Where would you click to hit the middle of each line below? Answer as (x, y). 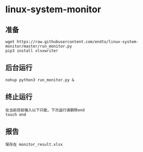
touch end (16, 115)
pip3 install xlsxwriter (32, 51)
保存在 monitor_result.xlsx (34, 145)
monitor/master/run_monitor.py (39, 46)
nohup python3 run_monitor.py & (40, 80)
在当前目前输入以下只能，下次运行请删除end (45, 110)
